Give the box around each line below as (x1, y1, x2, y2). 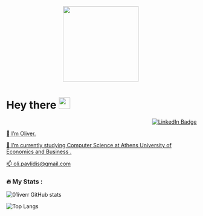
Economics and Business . (6, 148, 72, 155)
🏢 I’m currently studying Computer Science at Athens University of (6, 141, 172, 148)
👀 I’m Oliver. (6, 130, 36, 137)
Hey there (6, 98, 57, 112)
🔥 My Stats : (6, 177, 43, 186)
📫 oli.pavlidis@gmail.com (6, 160, 71, 167)
